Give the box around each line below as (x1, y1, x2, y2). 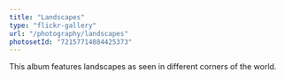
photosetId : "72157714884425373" (9, 37, 133, 47)
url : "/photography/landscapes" (9, 29, 128, 38)
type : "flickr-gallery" (9, 21, 97, 30)
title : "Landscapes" (9, 12, 86, 22)
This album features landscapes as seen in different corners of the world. (9, 61, 277, 72)
